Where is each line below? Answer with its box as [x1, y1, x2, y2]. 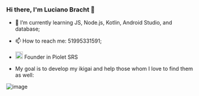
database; [14, 25, 40, 32]
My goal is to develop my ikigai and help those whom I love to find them [14, 65, 194, 73]
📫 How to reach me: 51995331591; [14, 37, 102, 44]
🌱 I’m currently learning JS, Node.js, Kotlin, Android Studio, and [14, 19, 172, 26]
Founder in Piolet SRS [24, 53, 78, 61]
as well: [14, 71, 34, 79]
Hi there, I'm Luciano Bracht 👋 [6, 5, 95, 14]
